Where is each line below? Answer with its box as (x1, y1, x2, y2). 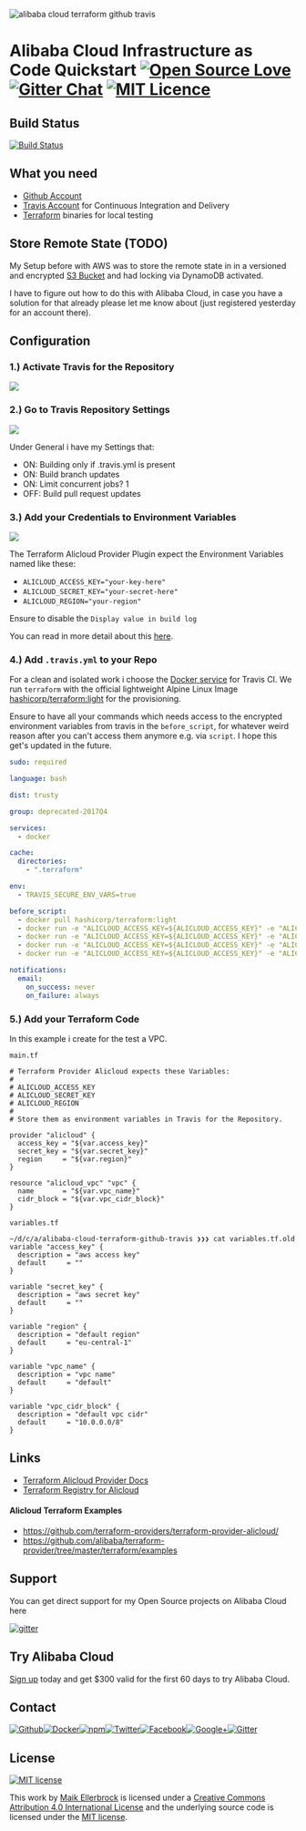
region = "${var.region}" (17, 1154, 132, 1164)
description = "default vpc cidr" (17, 1409, 148, 1419)
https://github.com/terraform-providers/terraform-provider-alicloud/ (22, 1525, 280, 1536)
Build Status (9, 115, 80, 131)
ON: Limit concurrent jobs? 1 (22, 478, 129, 489)
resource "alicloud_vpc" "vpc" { (9, 1178, 137, 1188)
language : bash (9, 775, 67, 784)
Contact (9, 1700, 56, 1715)
